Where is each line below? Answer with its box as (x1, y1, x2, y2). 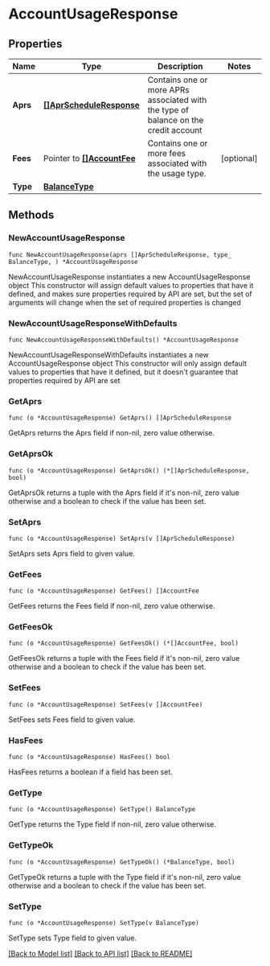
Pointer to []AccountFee (43, 153, 136, 163)
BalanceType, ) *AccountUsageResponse (8, 258, 138, 266)
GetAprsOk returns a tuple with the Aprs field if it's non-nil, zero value (8, 488, 239, 497)
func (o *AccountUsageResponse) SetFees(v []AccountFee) (8, 700, 203, 708)
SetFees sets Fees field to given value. (8, 714, 136, 724)
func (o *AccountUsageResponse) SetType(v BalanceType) (8, 919, 199, 927)
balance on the (147, 114, 204, 126)
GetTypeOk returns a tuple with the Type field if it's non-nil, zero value (8, 872, 241, 881)
